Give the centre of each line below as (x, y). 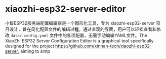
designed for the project (30, 46)
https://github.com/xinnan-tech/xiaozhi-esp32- (104, 46)
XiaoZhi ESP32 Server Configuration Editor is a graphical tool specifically (80, 40)
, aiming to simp (34, 51)
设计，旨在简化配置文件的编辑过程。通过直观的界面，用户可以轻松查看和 (83, 29)
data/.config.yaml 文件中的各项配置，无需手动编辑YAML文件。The (79, 35)
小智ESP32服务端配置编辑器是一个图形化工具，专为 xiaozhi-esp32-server (80, 23)
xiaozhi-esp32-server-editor (65, 9)
